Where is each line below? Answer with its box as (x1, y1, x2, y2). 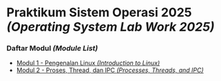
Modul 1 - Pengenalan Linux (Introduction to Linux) (16, 59, 160, 67)
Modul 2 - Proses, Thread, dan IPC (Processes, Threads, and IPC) (16, 66, 204, 74)
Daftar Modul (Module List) (6, 44, 98, 53)
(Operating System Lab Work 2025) (6, 19, 215, 35)
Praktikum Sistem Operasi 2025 (6, 5, 192, 20)
